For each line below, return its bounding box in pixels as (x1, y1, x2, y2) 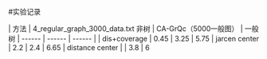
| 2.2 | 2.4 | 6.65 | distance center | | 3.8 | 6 (8, 43, 150, 52)
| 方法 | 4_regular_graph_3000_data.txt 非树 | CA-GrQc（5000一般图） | (8, 24, 243, 33)
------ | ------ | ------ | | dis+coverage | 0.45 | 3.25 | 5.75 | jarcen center (21, 34, 260, 43)
